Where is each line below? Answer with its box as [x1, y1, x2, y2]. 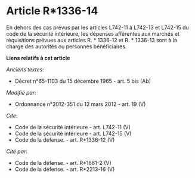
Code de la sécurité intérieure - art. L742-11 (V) [14, 123, 131, 130]
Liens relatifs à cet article [6, 54, 70, 61]
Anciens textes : [6, 65, 45, 73]
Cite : [6, 112, 18, 119]
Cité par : [6, 148, 28, 155]
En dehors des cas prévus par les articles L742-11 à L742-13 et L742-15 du [6, 24, 189, 31]
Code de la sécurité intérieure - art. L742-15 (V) [14, 130, 132, 137]
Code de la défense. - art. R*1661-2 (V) [14, 159, 112, 166]
